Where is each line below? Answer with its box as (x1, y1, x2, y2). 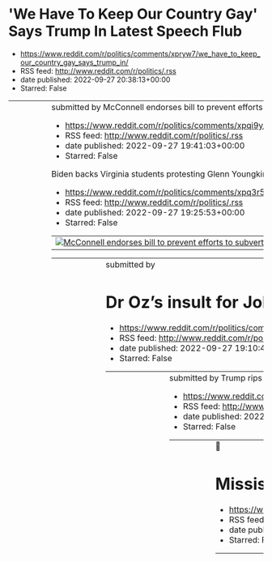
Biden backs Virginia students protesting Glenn (51, 168, 230, 179)
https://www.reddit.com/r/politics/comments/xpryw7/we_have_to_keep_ (19, 49, 261, 58)
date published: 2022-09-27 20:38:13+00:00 (19, 75, 171, 84)
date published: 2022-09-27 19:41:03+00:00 (64, 139, 245, 151)
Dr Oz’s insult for (105, 292, 239, 313)
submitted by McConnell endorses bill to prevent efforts (51, 101, 263, 113)
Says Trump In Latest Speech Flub (8, 22, 243, 40)
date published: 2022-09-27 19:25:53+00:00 (64, 206, 245, 218)
